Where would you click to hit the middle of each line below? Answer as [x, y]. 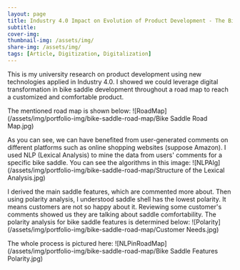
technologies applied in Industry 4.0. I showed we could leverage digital [113, 81]
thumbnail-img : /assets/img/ [51, 41]
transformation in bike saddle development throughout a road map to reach [118, 89]
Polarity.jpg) [25, 259]
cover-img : [24, 34]
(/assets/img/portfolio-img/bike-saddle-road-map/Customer [96, 229]
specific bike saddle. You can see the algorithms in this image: [99, 162]
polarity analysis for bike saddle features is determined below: [99, 221]
